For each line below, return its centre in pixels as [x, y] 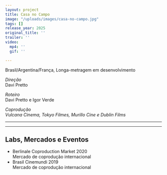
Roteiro [12, 94]
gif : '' [18, 51]
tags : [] [14, 24]
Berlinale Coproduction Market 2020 [50, 152]
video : [12, 42]
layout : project [22, 10]
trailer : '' [17, 38]
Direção [13, 80]
